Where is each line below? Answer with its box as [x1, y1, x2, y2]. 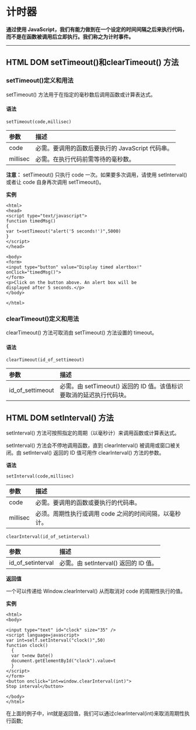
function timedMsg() [6, 218, 57, 224]
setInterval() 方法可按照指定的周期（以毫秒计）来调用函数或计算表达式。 [6, 429, 180, 436]
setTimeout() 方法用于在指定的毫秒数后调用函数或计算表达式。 [6, 91, 156, 98]
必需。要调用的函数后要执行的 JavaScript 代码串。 [35, 144, 173, 152]
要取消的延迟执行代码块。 [60, 391, 130, 399]
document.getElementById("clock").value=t [11, 658, 116, 664]
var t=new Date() [11, 653, 54, 659]
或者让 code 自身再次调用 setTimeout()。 [6, 178, 104, 185]
